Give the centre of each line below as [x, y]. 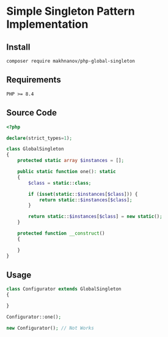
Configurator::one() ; [34, 317]
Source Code [31, 113]
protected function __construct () [61, 233]
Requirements [34, 80]
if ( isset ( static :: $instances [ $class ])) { [83, 194]
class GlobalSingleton [35, 149]
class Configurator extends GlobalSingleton [64, 289]
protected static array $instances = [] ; [71, 161]
